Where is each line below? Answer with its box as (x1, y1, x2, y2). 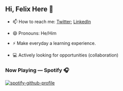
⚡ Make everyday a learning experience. (12, 40, 96, 46)
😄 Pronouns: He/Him (12, 30, 57, 36)
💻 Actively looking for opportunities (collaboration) (12, 52, 119, 58)
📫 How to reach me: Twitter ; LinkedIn (12, 18, 91, 24)
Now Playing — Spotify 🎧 (5, 66, 69, 73)
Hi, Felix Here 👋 (5, 5, 54, 13)
